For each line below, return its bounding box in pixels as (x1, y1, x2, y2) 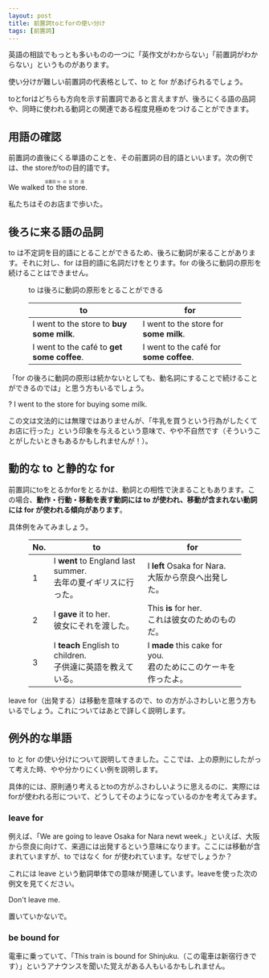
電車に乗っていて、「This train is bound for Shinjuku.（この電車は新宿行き (8, 951, 251, 961)
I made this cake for (147, 639, 223, 650)
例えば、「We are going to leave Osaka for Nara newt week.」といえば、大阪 (8, 831, 260, 841)
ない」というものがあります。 (14, 60, 114, 69)
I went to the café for (142, 341, 222, 353)
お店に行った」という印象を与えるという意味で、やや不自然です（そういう (8, 426, 255, 435)
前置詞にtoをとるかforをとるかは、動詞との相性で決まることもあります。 (8, 485, 249, 494)
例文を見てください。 (8, 878, 79, 888)
